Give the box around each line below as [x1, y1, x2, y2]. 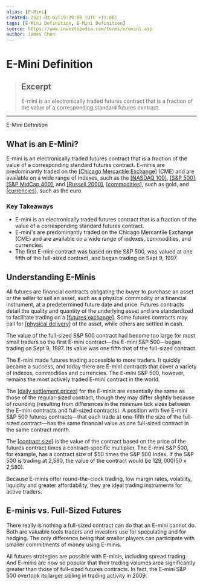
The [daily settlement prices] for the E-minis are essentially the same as [6, 388, 185, 395]
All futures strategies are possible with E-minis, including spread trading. [6, 552, 187, 560]
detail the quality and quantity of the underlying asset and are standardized [6, 307, 193, 315]
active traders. [6, 488, 42, 495]
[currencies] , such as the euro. [6, 187, 83, 194]
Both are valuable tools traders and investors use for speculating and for [6, 528, 186, 535]
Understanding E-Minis [6, 272, 96, 282]
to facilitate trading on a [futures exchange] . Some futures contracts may [6, 314, 188, 321]
